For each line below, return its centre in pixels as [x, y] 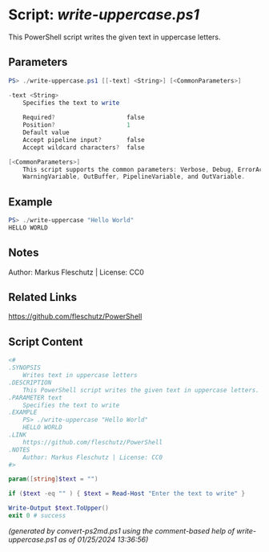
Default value [46, 132]
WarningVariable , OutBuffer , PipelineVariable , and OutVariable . [134, 177]
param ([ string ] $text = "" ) [53, 479]
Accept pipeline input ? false [84, 140]
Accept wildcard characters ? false [84, 147]
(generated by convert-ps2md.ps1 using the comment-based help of [121, 530]
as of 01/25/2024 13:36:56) [104, 539]
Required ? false [84, 118]
